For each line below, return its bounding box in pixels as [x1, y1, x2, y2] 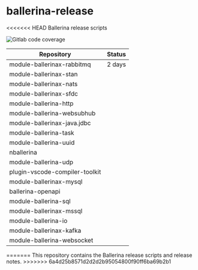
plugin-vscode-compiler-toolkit [9, 167, 101, 176]
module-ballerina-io [9, 216, 68, 225]
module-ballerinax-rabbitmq [9, 60, 91, 69]
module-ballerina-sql [9, 197, 71, 205]
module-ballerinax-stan [9, 70, 78, 78]
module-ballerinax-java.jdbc [9, 118, 91, 127]
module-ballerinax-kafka [9, 226, 82, 235]
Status [107, 50, 126, 58]
